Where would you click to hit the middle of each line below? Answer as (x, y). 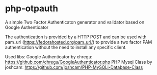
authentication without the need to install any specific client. (66, 47)
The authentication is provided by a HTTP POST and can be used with (76, 37)
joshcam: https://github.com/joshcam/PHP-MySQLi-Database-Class (74, 67)
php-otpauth (32, 9)
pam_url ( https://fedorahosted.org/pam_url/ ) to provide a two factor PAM (78, 42)
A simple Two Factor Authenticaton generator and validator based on (75, 22)
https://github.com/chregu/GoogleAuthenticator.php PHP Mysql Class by (79, 62)
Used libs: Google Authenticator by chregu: (49, 56)
